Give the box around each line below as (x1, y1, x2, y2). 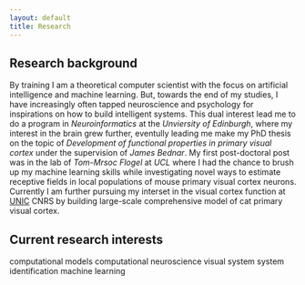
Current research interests (9, 231, 164, 247)
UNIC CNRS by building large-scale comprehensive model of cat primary (9, 196, 283, 207)
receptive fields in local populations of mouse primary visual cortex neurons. (9, 177, 297, 188)
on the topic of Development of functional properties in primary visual (9, 137, 272, 148)
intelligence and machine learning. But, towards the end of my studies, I (9, 89, 279, 100)
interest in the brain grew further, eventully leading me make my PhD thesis (9, 128, 291, 139)
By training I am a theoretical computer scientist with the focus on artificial (9, 79, 289, 91)
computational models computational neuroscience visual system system (9, 256, 285, 267)
